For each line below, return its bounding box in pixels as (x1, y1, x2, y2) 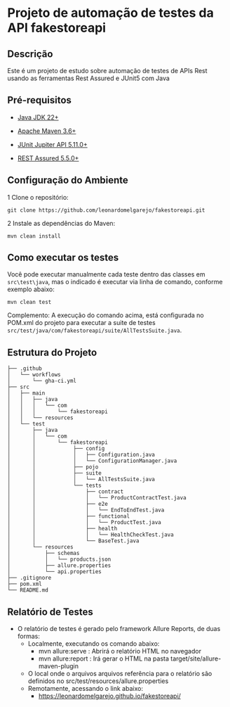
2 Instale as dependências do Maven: (7, 219, 116, 227)
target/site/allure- (170, 654, 222, 663)
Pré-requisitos (7, 94, 72, 106)
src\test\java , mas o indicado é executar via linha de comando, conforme (7, 278, 223, 286)
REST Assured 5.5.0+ (17, 153, 79, 163)
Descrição (7, 48, 53, 60)
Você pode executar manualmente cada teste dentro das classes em (7, 270, 205, 279)
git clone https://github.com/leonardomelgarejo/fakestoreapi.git (7, 206, 205, 214)
